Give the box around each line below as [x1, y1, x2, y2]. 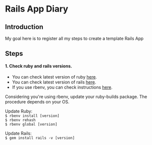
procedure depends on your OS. [5, 98, 69, 105]
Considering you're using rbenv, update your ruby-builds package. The [5, 94, 147, 99]
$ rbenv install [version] [5, 113, 60, 118]
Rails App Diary [5, 3, 68, 15]
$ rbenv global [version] [5, 122, 57, 127]
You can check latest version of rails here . [12, 79, 96, 85]
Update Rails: [5, 130, 32, 136]
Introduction [5, 23, 44, 31]
